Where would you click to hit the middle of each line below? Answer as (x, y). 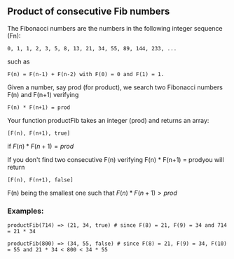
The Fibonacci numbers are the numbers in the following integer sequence (115, 28)
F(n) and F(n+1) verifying (43, 94)
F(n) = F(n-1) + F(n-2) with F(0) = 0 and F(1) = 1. (86, 74)
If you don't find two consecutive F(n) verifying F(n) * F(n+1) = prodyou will (116, 159)
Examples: (26, 211)
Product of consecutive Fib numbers (89, 12)
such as (19, 61)
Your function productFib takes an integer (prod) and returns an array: (108, 120)
